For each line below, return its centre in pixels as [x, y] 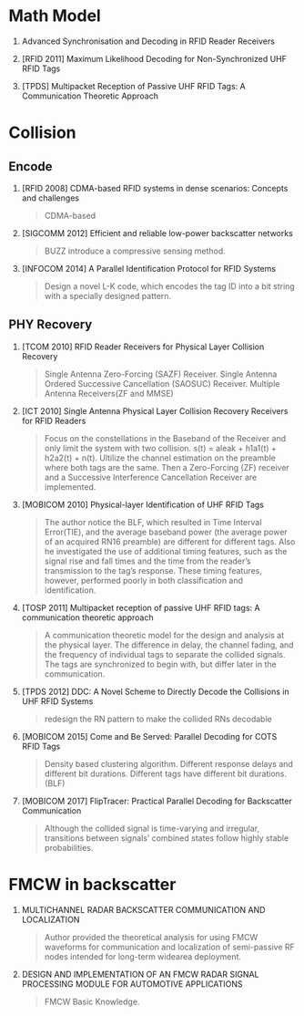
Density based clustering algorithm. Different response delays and [168, 763]
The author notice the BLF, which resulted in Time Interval [153, 522]
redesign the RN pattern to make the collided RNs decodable [158, 719]
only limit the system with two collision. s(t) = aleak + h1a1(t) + [160, 448]
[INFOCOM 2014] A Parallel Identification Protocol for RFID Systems [149, 268]
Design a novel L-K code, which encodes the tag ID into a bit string [169, 286]
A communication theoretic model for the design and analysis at [164, 635]
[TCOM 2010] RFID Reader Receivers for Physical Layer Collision [143, 347]
